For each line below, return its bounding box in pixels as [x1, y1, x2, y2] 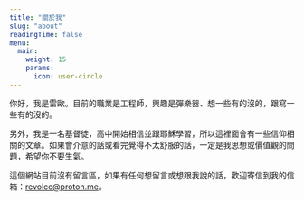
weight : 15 [25, 55, 67, 64]
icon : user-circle [33, 72, 103, 81]
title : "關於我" [9, 13, 67, 23]
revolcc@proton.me [25, 181, 100, 192]
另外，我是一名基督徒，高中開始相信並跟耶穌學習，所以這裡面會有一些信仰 [9, 128, 287, 139]
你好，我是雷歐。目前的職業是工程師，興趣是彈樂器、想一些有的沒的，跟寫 [9, 97, 287, 108]
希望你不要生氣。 [24, 151, 89, 161]
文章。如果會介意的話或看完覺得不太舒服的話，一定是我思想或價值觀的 [24, 139, 287, 150]
